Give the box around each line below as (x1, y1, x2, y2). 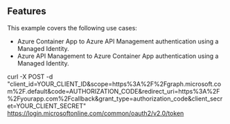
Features (7, 6, 46, 17)
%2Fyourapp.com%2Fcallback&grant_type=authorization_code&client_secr (7, 94, 223, 103)
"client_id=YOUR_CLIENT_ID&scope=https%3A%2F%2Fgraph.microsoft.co (7, 79, 222, 88)
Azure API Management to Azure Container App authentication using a (17, 52, 219, 60)
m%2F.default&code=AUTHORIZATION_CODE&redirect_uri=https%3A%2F (7, 87, 220, 95)
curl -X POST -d (7, 72, 53, 81)
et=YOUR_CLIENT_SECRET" (7, 101, 87, 110)
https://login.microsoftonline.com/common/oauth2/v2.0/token (7, 109, 184, 117)
